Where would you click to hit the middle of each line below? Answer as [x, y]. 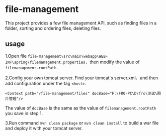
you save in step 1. [24, 113]
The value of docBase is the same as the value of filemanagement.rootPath [81, 108]
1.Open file [16, 56]
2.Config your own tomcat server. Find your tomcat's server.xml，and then [82, 78]
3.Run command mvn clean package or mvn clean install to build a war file [82, 123]
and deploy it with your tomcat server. [44, 128]
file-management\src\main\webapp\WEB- [68, 56]
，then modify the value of [113, 62]
